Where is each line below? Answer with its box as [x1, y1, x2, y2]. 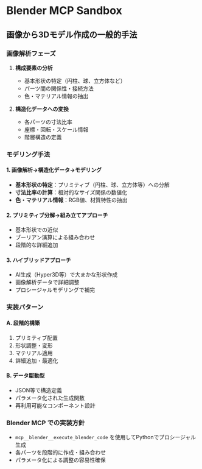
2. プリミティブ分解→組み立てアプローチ [6, 211, 108, 219]
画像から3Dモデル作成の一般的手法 [6, 29, 138, 40]
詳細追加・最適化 [15, 357, 58, 364]
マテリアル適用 [15, 349, 53, 356]
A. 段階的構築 [6, 319, 41, 326]
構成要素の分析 [15, 64, 53, 71]
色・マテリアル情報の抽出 [24, 92, 89, 99]
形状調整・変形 [15, 342, 53, 349]
